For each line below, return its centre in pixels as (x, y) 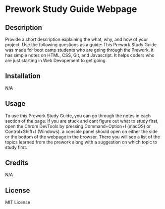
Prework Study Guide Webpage (71, 9)
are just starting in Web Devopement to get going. (56, 60)
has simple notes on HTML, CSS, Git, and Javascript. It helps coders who (80, 55)
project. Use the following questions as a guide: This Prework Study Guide (81, 45)
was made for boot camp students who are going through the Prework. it (79, 50)
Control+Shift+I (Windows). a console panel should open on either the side (81, 131)
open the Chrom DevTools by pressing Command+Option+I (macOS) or (78, 126)
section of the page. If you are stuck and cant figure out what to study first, (82, 121)
